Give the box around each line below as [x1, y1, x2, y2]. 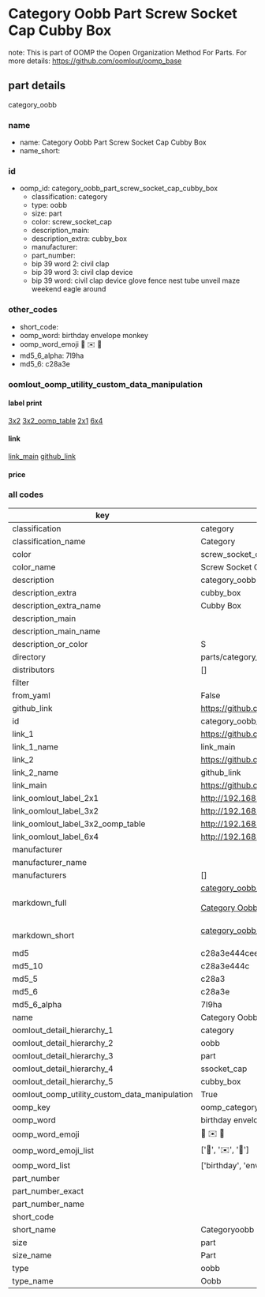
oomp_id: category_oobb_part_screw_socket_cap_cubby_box [19, 183, 218, 194]
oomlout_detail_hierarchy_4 [12, 1063, 114, 1074]
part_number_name [12, 1198, 84, 1209]
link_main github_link [8, 451, 77, 461]
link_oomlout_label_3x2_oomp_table [12, 818, 146, 829]
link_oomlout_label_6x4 [12, 831, 99, 842]
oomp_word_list [12, 1160, 71, 1171]
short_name [12, 1224, 57, 1235]
